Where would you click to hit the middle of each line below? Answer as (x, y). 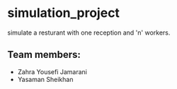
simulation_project (64, 13)
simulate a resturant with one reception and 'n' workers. (89, 32)
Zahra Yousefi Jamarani (52, 71)
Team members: (44, 55)
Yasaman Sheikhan (45, 79)
